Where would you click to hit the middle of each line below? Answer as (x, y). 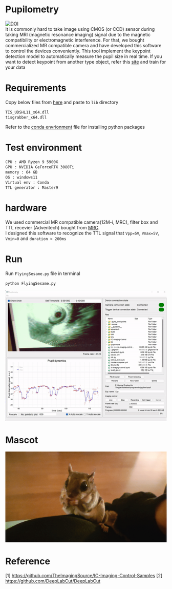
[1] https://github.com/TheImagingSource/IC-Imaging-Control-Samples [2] (84, 575)
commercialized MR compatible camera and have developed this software (83, 45)
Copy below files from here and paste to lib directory (62, 102)
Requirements (36, 88)
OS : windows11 (21, 177)
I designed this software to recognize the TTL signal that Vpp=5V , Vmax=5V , (82, 233)
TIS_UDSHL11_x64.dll (27, 112)
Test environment (44, 148)
